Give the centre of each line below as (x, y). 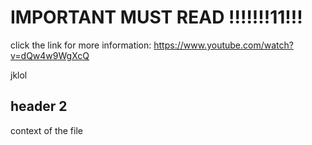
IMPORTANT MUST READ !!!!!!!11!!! (156, 17)
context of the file (46, 130)
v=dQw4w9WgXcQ (50, 55)
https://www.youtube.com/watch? (223, 45)
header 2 (39, 106)
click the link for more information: (81, 45)
